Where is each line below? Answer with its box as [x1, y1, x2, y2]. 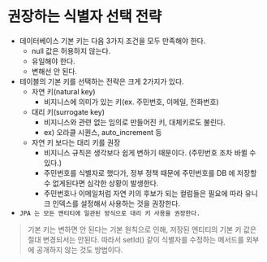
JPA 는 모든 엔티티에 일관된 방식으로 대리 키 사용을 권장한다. [19, 209, 200, 217]
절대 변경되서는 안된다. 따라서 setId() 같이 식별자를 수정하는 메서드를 [27, 234, 244, 244]
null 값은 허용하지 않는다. [31, 46, 111, 55]
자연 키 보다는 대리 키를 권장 [31, 138, 121, 147]
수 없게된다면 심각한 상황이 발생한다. [43, 178, 159, 188]
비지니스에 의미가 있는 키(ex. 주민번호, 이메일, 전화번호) [43, 97, 220, 107]
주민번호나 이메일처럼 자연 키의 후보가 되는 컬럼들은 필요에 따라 [43, 188, 243, 198]
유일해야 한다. [31, 56, 75, 66]
